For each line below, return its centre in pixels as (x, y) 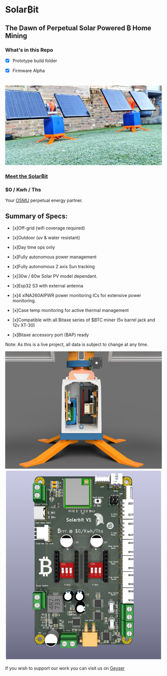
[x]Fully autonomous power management (54, 257)
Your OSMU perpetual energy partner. (44, 201)
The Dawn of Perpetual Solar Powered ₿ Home (78, 28)
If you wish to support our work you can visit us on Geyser (65, 668)
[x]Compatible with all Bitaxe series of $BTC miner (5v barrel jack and (84, 320)
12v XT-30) (24, 325)
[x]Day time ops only (34, 247)
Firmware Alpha (29, 71)
